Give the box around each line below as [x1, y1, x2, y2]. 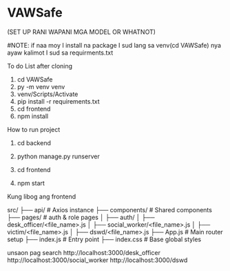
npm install [17, 112, 49, 120]
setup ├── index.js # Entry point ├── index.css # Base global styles [7, 235, 202, 243]
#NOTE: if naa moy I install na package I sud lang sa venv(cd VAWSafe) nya [7, 41, 222, 49]
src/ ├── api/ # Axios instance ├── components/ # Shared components [7, 205, 212, 214]
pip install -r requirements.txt [17, 97, 100, 105]
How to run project [7, 125, 61, 133]
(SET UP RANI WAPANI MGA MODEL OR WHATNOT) [7, 28, 156, 36]
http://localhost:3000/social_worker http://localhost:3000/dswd [7, 256, 188, 264]
